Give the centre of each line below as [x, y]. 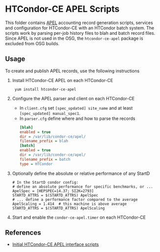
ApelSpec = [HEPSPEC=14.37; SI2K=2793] [53, 191]
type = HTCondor [36, 164]
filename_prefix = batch [45, 159]
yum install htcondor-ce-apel [45, 89]
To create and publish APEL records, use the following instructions [72, 71]
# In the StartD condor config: [45, 182]
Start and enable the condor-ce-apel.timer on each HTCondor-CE [79, 217]
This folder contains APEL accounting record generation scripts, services [79, 23]
